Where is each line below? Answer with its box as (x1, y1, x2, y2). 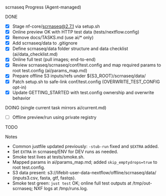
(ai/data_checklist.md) (12, 51, 58, 57)
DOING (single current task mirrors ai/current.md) (5, 104, 107, 110)
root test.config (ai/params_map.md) (12, 68, 88, 74)
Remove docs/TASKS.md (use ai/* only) (12, 35, 94, 41)
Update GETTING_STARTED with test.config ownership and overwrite (12, 89, 155, 96)
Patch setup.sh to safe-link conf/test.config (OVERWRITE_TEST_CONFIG (12, 79, 160, 85)
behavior (12, 95, 31, 101)
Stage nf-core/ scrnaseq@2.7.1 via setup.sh (12, 23, 100, 29)
